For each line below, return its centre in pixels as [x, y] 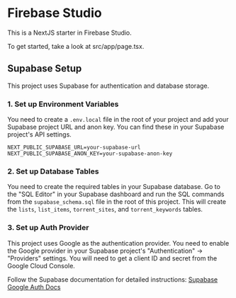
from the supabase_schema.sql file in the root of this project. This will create [117, 202]
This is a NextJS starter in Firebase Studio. [70, 33]
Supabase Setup [45, 69]
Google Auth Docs [34, 287]
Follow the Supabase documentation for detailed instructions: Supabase [113, 279]
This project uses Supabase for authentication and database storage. [108, 86]
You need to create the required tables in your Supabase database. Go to [114, 187]
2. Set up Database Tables [53, 171]
